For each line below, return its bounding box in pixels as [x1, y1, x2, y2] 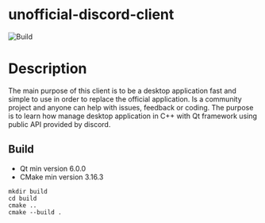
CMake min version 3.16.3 [19, 172, 104, 182]
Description [8, 60, 87, 78]
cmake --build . [8, 208, 62, 216]
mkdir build [8, 187, 48, 195]
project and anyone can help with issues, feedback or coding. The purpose [8, 102, 254, 112]
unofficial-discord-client [8, 6, 175, 24]
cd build [8, 194, 37, 202]
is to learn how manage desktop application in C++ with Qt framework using [8, 111, 258, 121]
